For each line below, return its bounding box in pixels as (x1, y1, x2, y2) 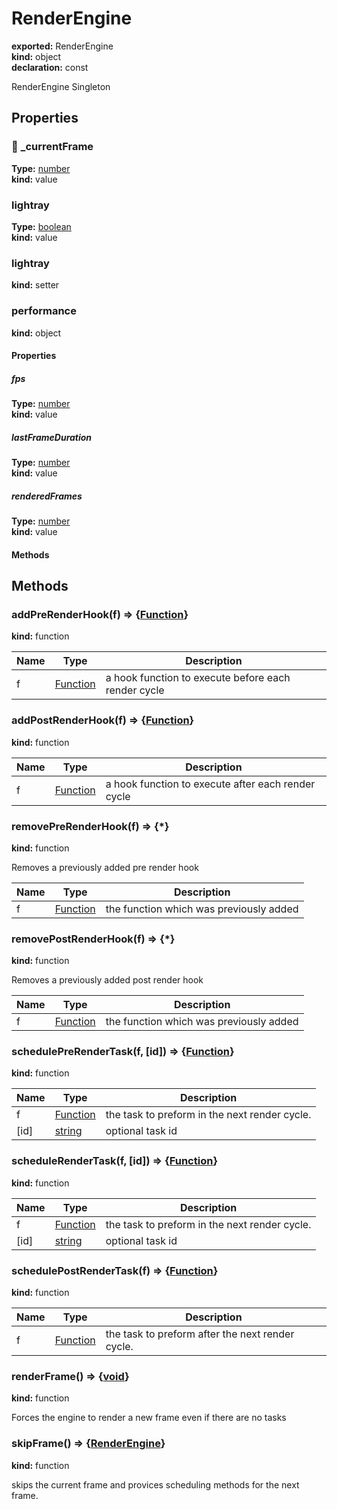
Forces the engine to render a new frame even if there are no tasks (11, 1412, 287, 1424)
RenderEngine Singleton (11, 80, 111, 92)
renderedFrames (11, 490, 83, 502)
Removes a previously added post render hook (11, 974, 204, 986)
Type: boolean (11, 220, 72, 232)
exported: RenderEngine (11, 40, 114, 52)
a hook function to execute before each (105, 671, 291, 685)
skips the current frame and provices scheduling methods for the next (11, 1478, 300, 1491)
